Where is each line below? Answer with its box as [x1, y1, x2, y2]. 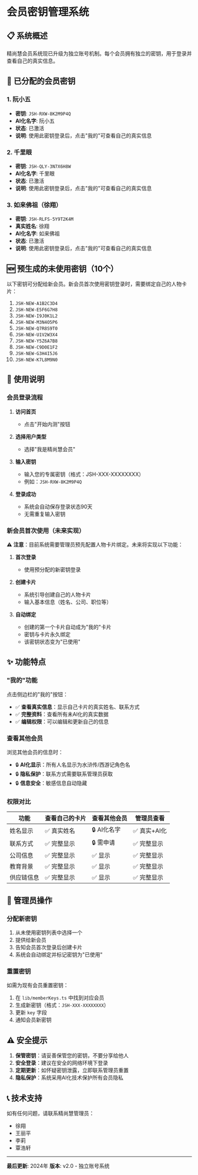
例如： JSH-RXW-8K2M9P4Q [24, 478, 82, 485]
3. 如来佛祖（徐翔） [6, 201, 62, 209]
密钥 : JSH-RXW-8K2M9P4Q [15, 110, 71, 117]
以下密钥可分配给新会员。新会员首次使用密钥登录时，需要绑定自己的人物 [6, 280, 182, 287]
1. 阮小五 [6, 95, 31, 104]
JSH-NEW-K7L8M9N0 [15, 357, 58, 363]
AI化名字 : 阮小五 [15, 117, 55, 124]
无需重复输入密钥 [24, 510, 66, 517]
